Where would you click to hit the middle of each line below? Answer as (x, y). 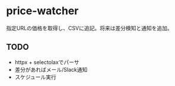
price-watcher (42, 11)
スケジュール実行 (35, 77)
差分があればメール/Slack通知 (51, 69)
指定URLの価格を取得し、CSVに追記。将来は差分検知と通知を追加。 (90, 28)
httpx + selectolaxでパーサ (47, 62)
